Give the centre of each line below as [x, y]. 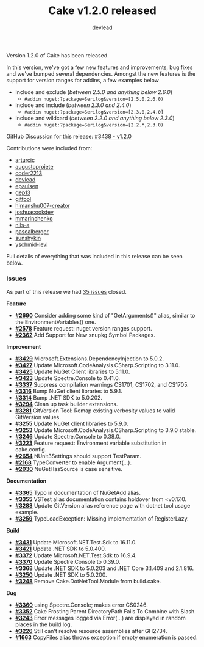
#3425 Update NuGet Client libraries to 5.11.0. [72, 372]
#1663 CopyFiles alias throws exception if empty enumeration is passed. [106, 638]
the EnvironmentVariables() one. [55, 322]
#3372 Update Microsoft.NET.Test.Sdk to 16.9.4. [76, 555]
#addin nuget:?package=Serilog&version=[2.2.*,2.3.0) [94, 125]
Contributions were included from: [49, 148]
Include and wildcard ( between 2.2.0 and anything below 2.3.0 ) [95, 118]
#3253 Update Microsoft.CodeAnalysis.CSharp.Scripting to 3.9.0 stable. [106, 430]
